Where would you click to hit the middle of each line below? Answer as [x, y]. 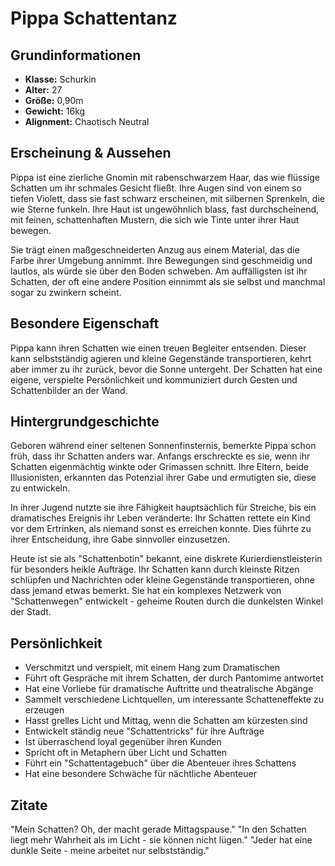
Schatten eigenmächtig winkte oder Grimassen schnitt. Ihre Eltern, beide [160, 467]
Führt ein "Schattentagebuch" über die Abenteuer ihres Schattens [160, 763]
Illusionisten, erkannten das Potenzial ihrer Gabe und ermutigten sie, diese [163, 478]
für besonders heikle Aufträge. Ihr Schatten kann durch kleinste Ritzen [155, 569]
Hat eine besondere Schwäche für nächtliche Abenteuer [140, 774]
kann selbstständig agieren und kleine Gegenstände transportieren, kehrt [161, 358]
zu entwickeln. [40, 488]
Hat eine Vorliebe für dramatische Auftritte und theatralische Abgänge [169, 689]
